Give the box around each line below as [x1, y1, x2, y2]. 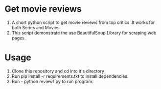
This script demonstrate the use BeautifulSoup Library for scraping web [11, 30, 157, 36]
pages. [11, 35, 26, 41]
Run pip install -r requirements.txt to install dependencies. [11, 73, 129, 79]
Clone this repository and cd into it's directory [11, 68, 105, 74]
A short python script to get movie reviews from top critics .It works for [11, 19, 155, 25]
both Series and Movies [11, 24, 60, 30]
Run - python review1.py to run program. [11, 78, 93, 84]
